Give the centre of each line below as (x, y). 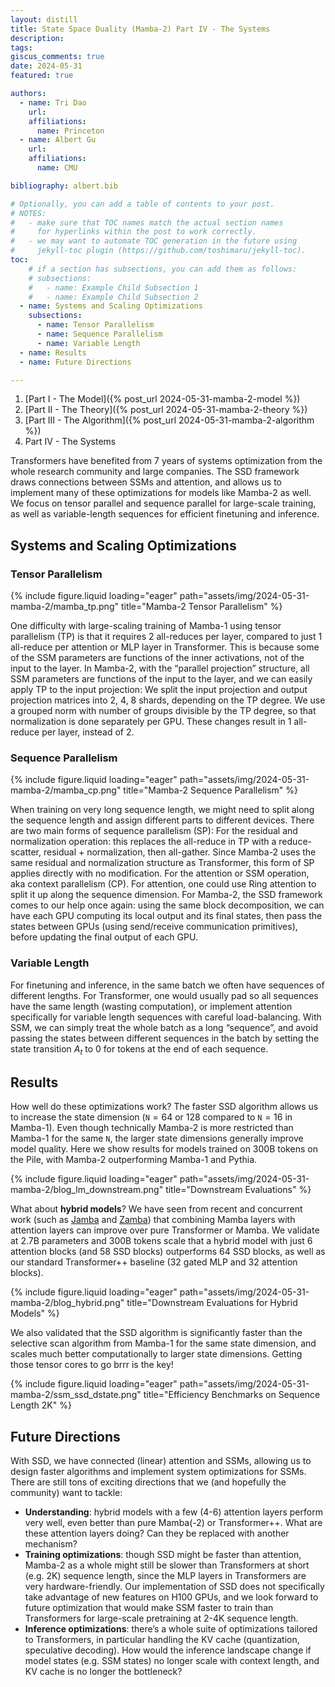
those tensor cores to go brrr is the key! (92, 1365)
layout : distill (44, 19)
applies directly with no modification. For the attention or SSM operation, (160, 873)
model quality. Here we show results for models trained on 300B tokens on (164, 1149)
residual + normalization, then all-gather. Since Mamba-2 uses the (180, 852)
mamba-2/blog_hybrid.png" (67, 1303)
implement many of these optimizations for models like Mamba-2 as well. (161, 493)
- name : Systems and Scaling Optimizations (111, 306)
